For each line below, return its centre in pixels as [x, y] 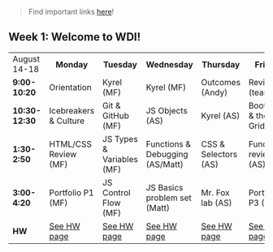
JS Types [120, 139]
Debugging [167, 154]
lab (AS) [217, 203]
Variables [120, 159]
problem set [169, 198]
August [26, 58]
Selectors [219, 154]
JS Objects [167, 110]
